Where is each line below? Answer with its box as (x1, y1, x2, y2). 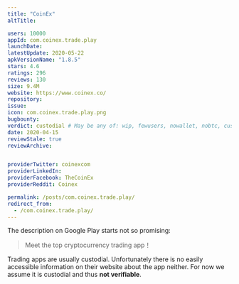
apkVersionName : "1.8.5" (7, 56, 81, 64)
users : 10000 (7, 30, 46, 37)
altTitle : (7, 17, 37, 24)
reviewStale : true (7, 136, 62, 143)
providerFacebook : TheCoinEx (7, 175, 94, 182)
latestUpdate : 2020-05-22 (7, 50, 84, 57)
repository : (7, 96, 43, 103)
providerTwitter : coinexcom (7, 161, 91, 168)
